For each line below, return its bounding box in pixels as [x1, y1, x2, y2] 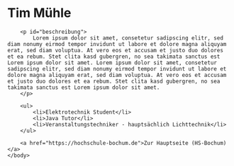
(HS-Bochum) [191, 139, 227, 146]
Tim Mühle [7, 5, 72, 21]
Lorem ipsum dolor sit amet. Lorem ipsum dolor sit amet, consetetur [7, 59, 218, 66]
